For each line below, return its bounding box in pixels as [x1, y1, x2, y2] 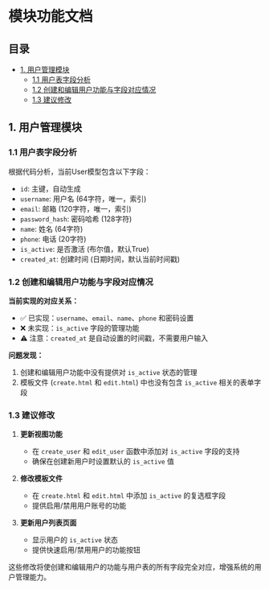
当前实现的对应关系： [8, 295, 79, 306]
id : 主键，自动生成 [19, 183, 82, 193]
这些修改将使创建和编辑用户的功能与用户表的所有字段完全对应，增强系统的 [8, 562, 255, 572]
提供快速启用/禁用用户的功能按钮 [31, 545, 141, 555]
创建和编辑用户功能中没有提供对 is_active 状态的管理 [19, 367, 198, 377]
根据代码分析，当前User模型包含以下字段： [8, 167, 151, 176]
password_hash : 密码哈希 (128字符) [19, 214, 132, 224]
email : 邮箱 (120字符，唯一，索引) [19, 204, 132, 213]
